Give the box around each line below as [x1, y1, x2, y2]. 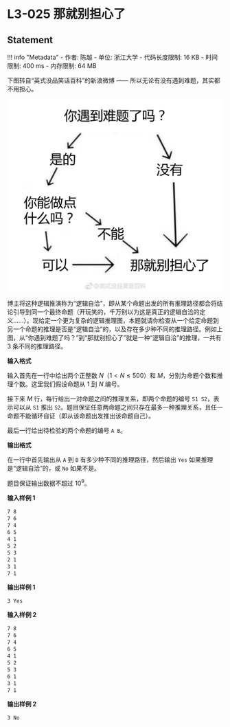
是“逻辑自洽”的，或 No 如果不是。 [7, 464, 101, 472]
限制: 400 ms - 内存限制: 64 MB [7, 62, 97, 69]
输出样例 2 [7, 700, 37, 708]
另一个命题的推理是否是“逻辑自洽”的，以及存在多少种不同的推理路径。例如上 [7, 324, 223, 333]
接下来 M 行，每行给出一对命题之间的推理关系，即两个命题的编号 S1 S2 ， [7, 394, 214, 403]
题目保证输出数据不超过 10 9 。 [7, 478, 91, 487]
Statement [7, 34, 54, 45]
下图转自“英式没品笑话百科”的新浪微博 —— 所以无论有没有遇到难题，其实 [7, 76, 215, 85]
